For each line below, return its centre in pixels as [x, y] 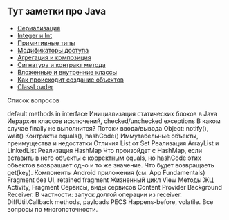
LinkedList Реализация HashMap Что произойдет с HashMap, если [105, 150]
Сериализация [39, 28]
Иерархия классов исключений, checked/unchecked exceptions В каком [114, 121]
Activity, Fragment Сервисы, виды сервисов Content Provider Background [115, 187]
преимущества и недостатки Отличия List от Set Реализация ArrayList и [113, 143]
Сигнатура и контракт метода [61, 64]
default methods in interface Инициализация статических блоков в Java [112, 113]
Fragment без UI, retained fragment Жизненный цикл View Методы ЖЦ [110, 180]
